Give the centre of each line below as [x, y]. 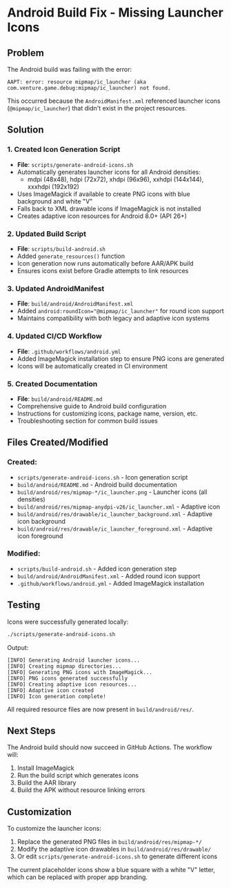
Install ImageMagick [46, 768]
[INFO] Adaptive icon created [51, 690]
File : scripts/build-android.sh [61, 248]
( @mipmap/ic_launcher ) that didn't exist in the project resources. [97, 108]
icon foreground [40, 535]
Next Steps [31, 730]
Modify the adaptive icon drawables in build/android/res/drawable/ [114, 849]
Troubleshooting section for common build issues [88, 421]
